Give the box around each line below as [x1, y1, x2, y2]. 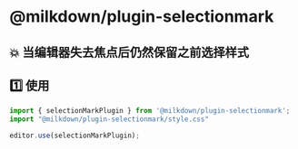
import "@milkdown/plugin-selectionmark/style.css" [9, 115, 209, 124]
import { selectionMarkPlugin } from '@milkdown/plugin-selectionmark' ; [9, 107, 291, 116]
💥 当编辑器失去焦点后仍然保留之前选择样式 [9, 44, 250, 60]
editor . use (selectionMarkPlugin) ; [9, 131, 141, 141]
